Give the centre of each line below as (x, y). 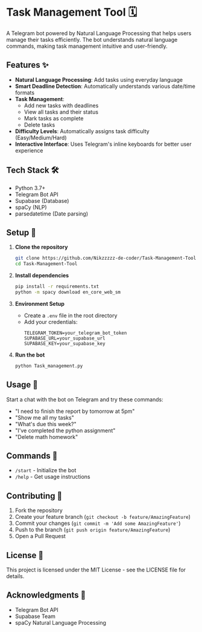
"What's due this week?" (46, 424)
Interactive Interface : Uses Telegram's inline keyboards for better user (103, 144)
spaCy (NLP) (31, 207)
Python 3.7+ (30, 188)
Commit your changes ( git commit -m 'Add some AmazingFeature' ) (98, 523)
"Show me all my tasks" (44, 417)
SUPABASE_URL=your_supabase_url (65, 338)
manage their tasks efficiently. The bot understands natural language (92, 39)
